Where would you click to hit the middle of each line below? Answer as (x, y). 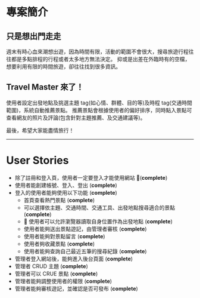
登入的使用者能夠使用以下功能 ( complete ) (66, 192)
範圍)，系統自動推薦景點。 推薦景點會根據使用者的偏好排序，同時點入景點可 (99, 110)
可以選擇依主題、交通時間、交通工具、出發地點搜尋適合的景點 (99, 207)
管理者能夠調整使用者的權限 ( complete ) (63, 281)
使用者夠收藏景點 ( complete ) (59, 244)
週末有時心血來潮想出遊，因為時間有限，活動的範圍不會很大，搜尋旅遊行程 (97, 52)
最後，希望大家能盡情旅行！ (40, 130)
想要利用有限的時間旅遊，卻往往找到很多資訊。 (63, 67)
